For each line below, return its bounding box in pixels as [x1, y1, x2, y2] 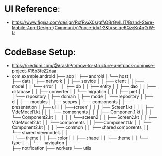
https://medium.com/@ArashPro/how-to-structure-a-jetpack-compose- [11, 62, 155, 68]
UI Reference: [4, 3, 61, 15]
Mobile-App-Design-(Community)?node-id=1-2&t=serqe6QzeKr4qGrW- [11, 24, 155, 30]
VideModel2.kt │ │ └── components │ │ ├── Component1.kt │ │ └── [11, 119, 152, 125]
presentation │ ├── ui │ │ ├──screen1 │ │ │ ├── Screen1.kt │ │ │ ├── [11, 104, 154, 109]
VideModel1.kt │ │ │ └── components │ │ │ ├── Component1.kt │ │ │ [11, 109, 152, 115]
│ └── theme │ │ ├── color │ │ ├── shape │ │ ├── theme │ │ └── [11, 135, 148, 140]
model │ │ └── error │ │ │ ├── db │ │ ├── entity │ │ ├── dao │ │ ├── [11, 83, 156, 89]
